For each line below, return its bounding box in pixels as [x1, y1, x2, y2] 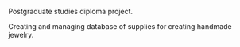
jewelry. [8, 31, 34, 39]
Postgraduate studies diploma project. [8, 7, 134, 16]
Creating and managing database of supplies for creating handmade [8, 22, 232, 31]
